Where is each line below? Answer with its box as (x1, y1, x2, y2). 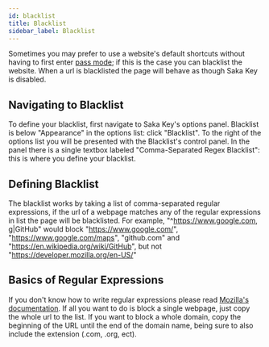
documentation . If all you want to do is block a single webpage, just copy (8, 303, 250, 313)
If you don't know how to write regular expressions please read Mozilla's (8, 295, 250, 304)
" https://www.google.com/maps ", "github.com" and (8, 233, 180, 242)
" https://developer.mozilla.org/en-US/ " (8, 250, 137, 259)
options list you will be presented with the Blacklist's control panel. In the (8, 136, 250, 146)
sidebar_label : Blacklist (8, 27, 95, 35)
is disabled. (8, 74, 47, 85)
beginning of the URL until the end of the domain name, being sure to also (8, 320, 254, 330)
